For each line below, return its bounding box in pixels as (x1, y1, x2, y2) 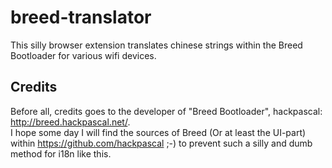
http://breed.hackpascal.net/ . (10, 116, 131, 128)
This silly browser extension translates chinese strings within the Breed (10, 39, 303, 51)
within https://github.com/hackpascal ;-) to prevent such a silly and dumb (10, 137, 313, 149)
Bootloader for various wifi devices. (10, 49, 157, 61)
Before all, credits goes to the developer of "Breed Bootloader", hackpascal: (10, 105, 323, 117)
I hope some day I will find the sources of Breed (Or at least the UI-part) (10, 126, 307, 138)
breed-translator (10, 6, 152, 29)
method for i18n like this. (10, 147, 112, 160)
